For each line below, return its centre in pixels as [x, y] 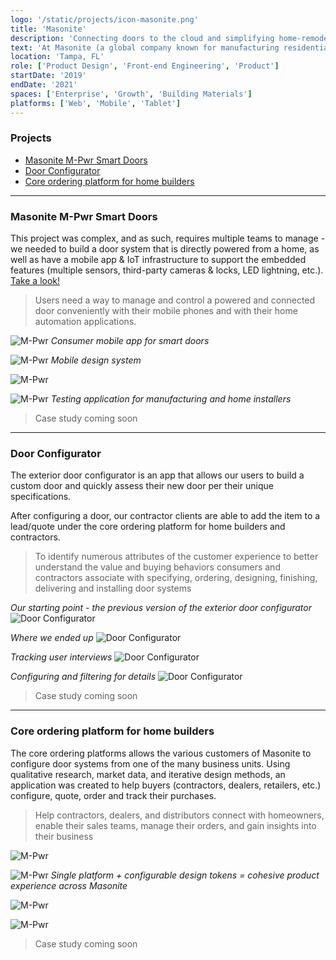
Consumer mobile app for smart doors [130, 341]
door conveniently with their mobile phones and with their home [166, 311]
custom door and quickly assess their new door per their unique [142, 486]
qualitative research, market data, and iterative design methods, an [148, 774]
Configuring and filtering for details [83, 677]
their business [64, 836]
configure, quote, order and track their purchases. [113, 795]
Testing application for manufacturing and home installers [171, 399]
